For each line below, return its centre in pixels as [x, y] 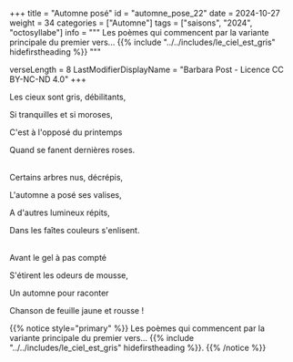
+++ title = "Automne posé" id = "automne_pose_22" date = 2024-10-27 [145, 13]
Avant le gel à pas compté [58, 258]
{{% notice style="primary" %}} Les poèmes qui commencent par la [137, 328]
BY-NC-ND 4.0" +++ [48, 79]
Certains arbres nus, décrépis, [66, 177]
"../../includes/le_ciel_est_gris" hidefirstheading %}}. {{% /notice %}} [138, 347]
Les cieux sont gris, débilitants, [68, 97]
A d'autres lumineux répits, [60, 212]
